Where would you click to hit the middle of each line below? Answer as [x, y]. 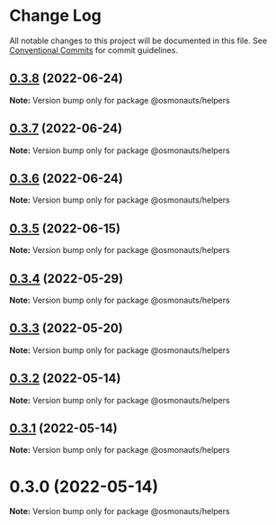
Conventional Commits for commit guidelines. [93, 50]
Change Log [55, 16]
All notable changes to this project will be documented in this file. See [138, 41]
